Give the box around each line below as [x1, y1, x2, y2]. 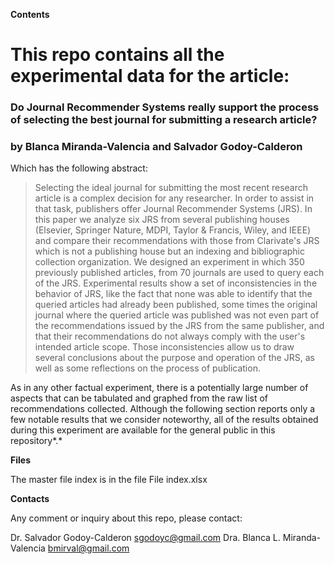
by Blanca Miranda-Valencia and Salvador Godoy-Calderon [10, 140, 303, 154]
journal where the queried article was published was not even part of [34, 309, 320, 321]
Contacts [10, 493, 50, 505]
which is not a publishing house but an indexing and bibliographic [34, 245, 305, 258]
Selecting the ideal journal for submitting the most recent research [34, 182, 309, 194]
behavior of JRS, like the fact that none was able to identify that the [34, 288, 313, 300]
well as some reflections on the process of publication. [34, 362, 261, 374]
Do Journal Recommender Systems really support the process [10, 100, 320, 114]
